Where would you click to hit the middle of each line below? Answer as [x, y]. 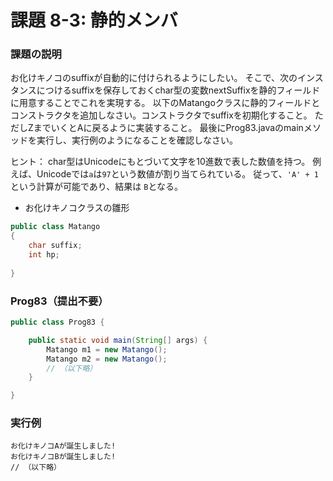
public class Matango [55, 227]
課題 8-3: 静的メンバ [94, 20]
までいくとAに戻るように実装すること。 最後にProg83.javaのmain [168, 128]
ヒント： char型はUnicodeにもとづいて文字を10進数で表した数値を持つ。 [160, 162]
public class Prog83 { [57, 322]
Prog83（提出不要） [59, 301]
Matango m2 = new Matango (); [107, 359]
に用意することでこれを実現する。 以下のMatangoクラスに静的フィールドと [165, 103]
